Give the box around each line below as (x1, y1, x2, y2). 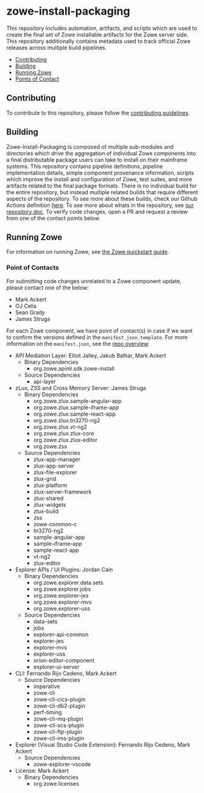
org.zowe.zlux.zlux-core (33, 429, 94, 437)
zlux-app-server (33, 462, 75, 469)
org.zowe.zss (33, 443, 68, 450)
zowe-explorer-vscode (33, 760, 91, 767)
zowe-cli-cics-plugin (33, 695, 86, 703)
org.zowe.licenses (33, 780, 79, 787)
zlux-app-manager (33, 455, 81, 463)
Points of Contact (15, 75, 59, 82)
